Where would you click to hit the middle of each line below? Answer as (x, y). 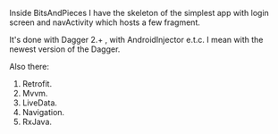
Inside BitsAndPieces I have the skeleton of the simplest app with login (139, 13)
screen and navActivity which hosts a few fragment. (105, 22)
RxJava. (37, 121)
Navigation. (43, 112)
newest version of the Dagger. (65, 49)
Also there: (29, 67)
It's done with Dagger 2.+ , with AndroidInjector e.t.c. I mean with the (136, 40)
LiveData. (40, 103)
